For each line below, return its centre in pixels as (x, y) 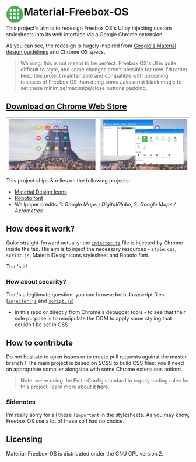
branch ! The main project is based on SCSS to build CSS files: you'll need (95, 363)
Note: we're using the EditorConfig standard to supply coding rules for (105, 381)
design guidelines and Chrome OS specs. (56, 51)
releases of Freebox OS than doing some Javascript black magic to (101, 82)
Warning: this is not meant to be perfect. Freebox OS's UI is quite (98, 63)
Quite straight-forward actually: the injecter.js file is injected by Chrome (94, 243)
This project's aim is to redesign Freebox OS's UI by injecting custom (89, 28)
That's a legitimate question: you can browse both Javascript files (85, 294)
